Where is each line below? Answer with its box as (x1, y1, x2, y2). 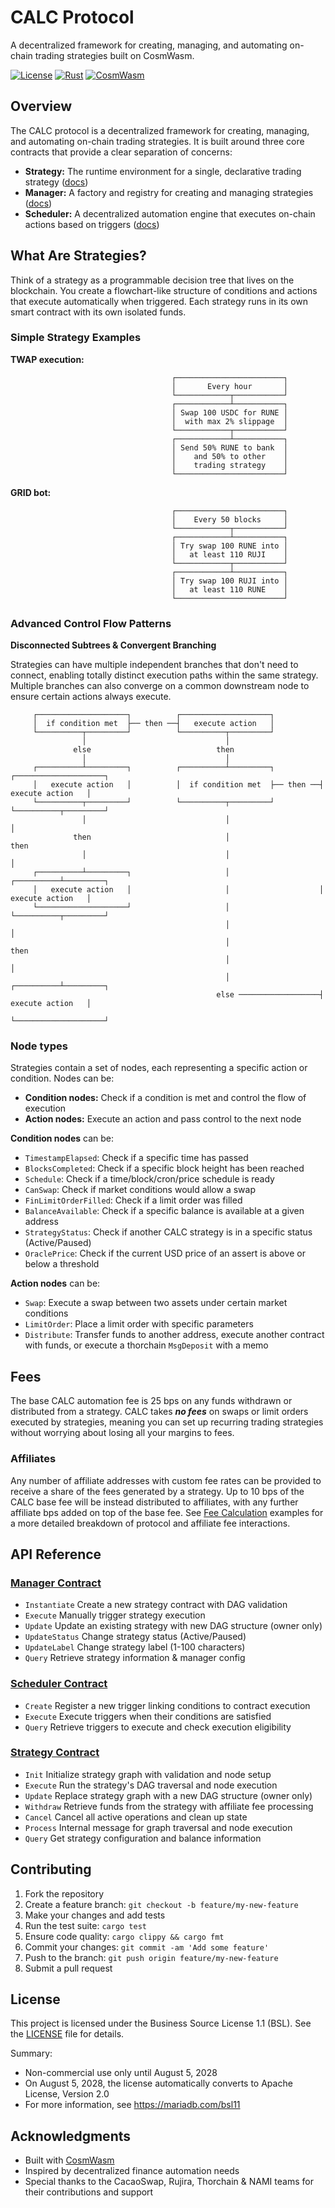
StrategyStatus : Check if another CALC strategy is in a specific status (24, 1226, 313, 1238)
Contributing (10, 1861, 92, 1878)
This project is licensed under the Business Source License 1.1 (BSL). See (10, 2017, 312, 2030)
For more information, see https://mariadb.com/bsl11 (24, 2099, 241, 2111)
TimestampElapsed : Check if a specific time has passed (24, 1152, 249, 1164)
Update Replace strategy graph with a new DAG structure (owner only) (24, 1789, 313, 1801)
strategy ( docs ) (24, 176, 89, 188)
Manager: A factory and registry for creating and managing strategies (24, 186, 314, 198)
